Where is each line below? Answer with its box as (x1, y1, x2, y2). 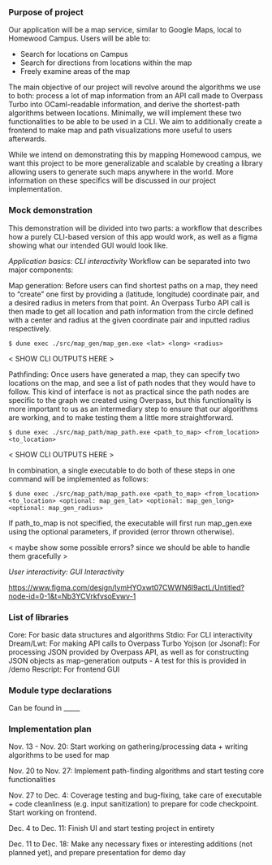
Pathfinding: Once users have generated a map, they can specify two (8, 369, 240, 379)
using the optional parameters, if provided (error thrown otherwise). (8, 526, 235, 536)
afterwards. (8, 134, 47, 144)
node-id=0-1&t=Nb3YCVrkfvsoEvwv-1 (8, 591, 136, 601)
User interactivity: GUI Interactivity (8, 567, 124, 577)
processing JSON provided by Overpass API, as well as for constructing (8, 647, 249, 656)
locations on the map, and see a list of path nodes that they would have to (8, 378, 256, 387)
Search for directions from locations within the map (19, 58, 192, 67)
